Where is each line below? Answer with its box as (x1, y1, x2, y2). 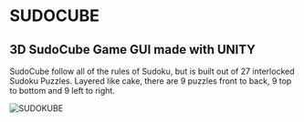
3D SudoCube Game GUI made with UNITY (9, 42, 256, 57)
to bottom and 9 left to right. (9, 86, 116, 96)
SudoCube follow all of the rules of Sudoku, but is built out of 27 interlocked (9, 66, 295, 76)
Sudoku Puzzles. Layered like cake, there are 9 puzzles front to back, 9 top (9, 76, 292, 86)
